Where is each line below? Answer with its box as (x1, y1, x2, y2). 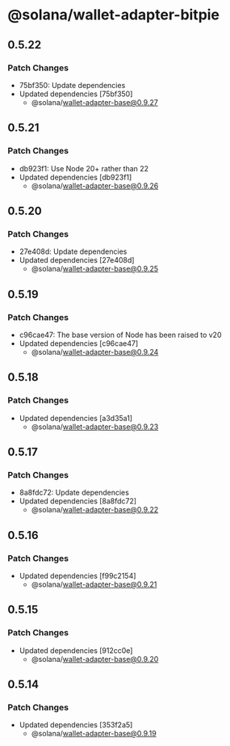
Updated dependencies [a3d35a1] (19, 413, 133, 423)
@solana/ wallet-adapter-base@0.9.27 (31, 97, 158, 107)
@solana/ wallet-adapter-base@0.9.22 (31, 505, 159, 515)
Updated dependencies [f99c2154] (19, 571, 136, 580)
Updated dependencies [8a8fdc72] (19, 496, 137, 506)
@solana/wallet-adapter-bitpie (7, 6, 220, 24)
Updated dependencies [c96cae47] (19, 338, 139, 348)
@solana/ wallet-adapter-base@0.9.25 (31, 264, 159, 274)
